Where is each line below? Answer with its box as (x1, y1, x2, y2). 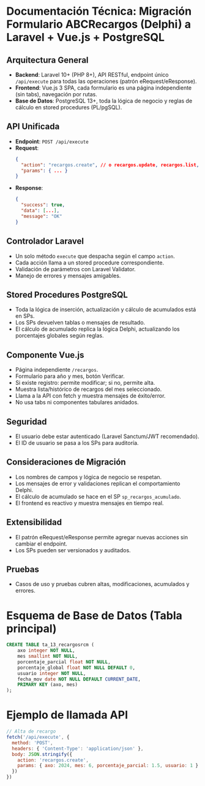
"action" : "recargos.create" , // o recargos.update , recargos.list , (21, 161, 199, 168)
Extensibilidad (6, 517, 62, 528)
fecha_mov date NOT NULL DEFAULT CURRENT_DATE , (17, 676, 141, 682)
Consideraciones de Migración (6, 457, 127, 468)
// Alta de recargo (6, 728, 56, 734)
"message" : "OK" (21, 213, 62, 219)
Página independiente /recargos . (15, 366, 99, 374)
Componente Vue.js (6, 350, 84, 360)
